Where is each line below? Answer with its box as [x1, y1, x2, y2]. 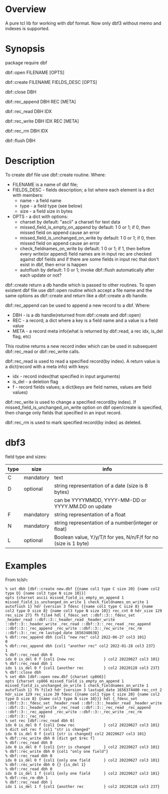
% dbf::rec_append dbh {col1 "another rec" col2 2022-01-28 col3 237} [5, 643, 155, 648]
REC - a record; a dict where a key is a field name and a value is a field [12, 317, 158, 323]
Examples [5, 560, 47, 571]
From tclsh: [5, 577, 28, 583]
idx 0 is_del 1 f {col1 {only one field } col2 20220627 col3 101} [5, 771, 160, 776]
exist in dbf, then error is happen [19, 261, 87, 267]
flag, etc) [12, 333, 31, 339]
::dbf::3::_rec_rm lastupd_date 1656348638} [5, 630, 99, 635]
